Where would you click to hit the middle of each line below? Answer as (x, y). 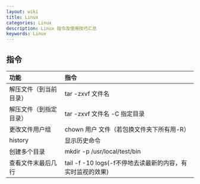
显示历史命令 (83, 141)
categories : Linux (29, 23)
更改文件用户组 (30, 129)
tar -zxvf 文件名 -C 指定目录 (104, 114)
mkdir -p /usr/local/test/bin (103, 151)
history (19, 140)
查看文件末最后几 (33, 163)
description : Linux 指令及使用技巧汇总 (51, 28)
